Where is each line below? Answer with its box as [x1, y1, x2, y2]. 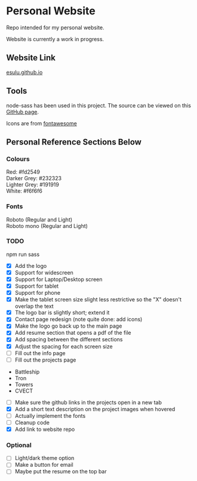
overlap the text [14, 303, 54, 310]
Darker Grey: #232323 [6, 175, 61, 182]
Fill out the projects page [14, 356, 76, 363]
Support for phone [14, 289, 61, 297]
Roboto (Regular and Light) [6, 216, 73, 223]
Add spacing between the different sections [14, 336, 123, 343]
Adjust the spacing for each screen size [14, 343, 113, 350]
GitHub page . [6, 108, 39, 115]
